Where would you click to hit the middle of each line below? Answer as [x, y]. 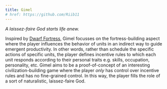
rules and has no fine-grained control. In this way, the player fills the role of [83, 75]
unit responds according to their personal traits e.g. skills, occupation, [77, 59]
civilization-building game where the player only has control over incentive [82, 70]
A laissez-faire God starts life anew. [42, 28]
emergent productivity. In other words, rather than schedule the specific [79, 49]
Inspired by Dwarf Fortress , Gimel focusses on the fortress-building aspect [82, 38]
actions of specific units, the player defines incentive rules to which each [81, 54]
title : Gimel [19, 10]
